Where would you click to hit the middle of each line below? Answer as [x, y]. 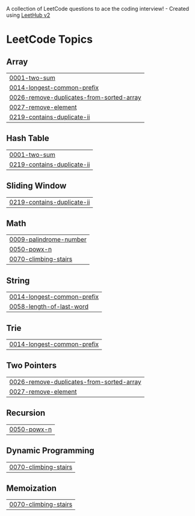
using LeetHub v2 [28, 15]
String [18, 281]
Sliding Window [36, 186]
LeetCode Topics [50, 39]
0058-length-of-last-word [49, 307]
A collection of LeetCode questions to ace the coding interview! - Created [98, 9]
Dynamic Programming [50, 451]
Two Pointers [32, 366]
